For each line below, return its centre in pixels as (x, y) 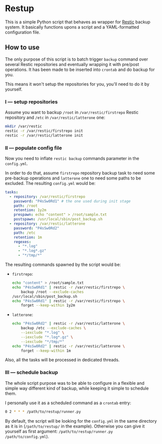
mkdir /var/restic (23, 127)
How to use (22, 47)
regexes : (22, 242)
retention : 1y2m (30, 210)
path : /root (26, 206)
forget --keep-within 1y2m (48, 305)
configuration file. (22, 32)
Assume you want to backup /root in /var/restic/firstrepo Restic (72, 113)
